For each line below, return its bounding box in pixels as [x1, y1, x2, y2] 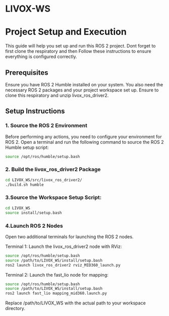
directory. [5, 305, 25, 311]
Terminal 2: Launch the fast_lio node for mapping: [5, 272, 108, 278]
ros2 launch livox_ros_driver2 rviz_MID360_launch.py [5, 262, 121, 268]
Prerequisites [5, 68, 48, 77]
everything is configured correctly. [5, 54, 77, 60]
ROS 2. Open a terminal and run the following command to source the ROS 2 [5, 139, 164, 145]
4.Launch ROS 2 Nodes [5, 222, 63, 229]
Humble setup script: [5, 144, 49, 150]
